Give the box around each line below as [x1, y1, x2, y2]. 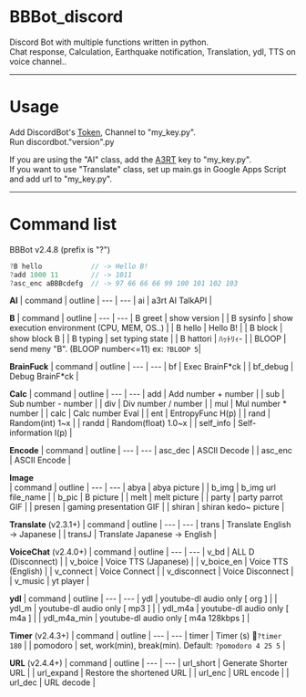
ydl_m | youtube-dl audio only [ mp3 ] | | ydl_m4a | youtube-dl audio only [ [9, 603, 290, 614]
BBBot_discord [9, 6, 124, 27]
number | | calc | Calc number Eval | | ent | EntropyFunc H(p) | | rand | [9, 408, 271, 419]
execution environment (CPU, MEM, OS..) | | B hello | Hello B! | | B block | [9, 322, 283, 334]
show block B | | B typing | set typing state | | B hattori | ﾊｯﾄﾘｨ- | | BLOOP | [9, 333, 287, 344]
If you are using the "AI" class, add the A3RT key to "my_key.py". [9, 153, 252, 165]
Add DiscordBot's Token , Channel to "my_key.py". [9, 126, 196, 138]
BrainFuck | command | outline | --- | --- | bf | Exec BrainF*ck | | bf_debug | [9, 361, 294, 372]
